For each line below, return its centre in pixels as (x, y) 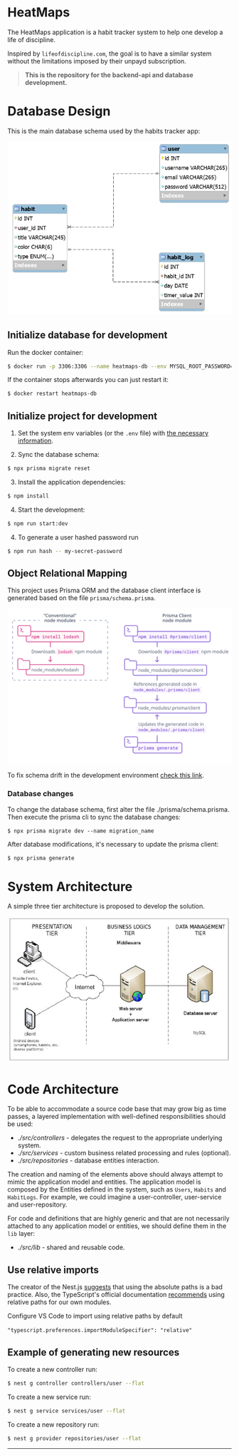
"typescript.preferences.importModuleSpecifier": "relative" (100, 1331)
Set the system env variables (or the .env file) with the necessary (113, 433)
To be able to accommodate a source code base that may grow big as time (117, 1109)
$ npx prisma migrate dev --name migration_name (81, 831)
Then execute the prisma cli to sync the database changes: (94, 817)
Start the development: (51, 510)
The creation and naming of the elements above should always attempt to (115, 1174)
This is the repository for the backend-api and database (109, 75)
